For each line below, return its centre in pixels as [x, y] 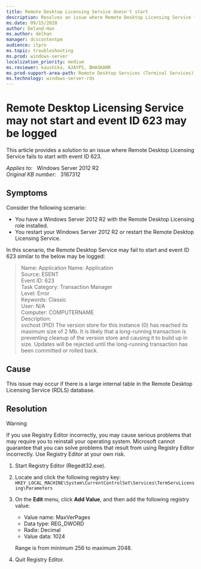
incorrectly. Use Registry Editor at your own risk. [66, 454]
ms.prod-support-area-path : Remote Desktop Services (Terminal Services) [100, 73]
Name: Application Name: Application [67, 267]
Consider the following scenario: [46, 208]
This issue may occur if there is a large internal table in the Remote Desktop [99, 384]
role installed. [31, 226]
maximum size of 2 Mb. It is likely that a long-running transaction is [103, 331]
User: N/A [33, 306]
